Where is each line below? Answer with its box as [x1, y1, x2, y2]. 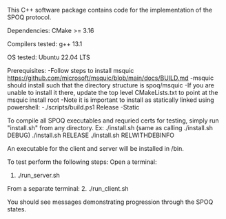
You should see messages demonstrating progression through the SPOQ [7, 198, 214, 206]
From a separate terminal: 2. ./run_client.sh [7, 185, 129, 192]
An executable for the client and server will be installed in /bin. [7, 145, 184, 152]
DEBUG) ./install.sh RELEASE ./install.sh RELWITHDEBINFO [7, 131, 174, 139]
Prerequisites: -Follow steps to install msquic [7, 67, 134, 74]
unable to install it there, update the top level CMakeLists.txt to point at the [7, 89, 218, 96]
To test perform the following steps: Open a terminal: [7, 158, 157, 166]
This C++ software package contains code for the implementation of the [7, 6, 212, 14]
